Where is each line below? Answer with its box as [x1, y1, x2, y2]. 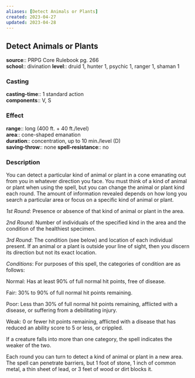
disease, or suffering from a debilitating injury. [6, 307, 117, 314]
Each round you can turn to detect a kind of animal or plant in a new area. [6, 353, 183, 360]
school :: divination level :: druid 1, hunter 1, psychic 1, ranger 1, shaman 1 [6, 63, 180, 70]
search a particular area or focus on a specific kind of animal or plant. [6, 197, 174, 204]
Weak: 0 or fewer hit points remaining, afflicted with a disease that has [6, 318, 176, 325]
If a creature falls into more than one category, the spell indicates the [6, 336, 173, 343]
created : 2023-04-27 [6, 14, 57, 20]
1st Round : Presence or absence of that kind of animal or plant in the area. [6, 208, 184, 215]
